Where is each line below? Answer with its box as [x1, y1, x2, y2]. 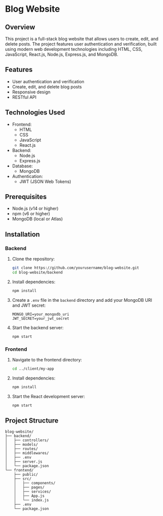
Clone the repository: [12, 256, 55, 262]
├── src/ [14, 476, 32, 481]
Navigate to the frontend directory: [12, 357, 82, 362]
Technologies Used [5, 109, 65, 117]
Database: [12, 163, 33, 169]
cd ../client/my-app [12, 366, 54, 371]
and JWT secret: [12, 302, 46, 308]
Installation [5, 230, 40, 238]
